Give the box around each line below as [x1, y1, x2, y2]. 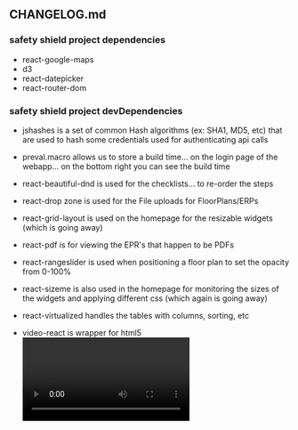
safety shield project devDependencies [9, 104, 183, 117]
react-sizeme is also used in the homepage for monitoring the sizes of [21, 283, 279, 294]
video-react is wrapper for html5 [21, 327, 142, 337]
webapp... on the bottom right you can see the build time [21, 160, 230, 172]
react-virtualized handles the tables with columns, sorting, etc [21, 310, 250, 320]
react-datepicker [21, 73, 85, 84]
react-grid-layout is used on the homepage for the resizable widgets [21, 213, 273, 223]
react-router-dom [21, 82, 87, 93]
